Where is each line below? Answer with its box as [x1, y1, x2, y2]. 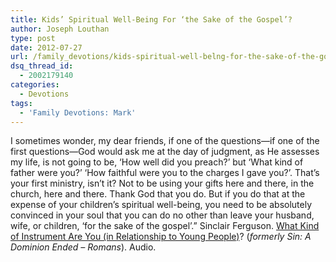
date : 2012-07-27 [10, 42, 83, 53]
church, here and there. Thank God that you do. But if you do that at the [10, 188, 306, 200]
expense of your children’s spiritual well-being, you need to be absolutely [10, 199, 313, 211]
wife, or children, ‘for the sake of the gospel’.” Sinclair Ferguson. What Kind [10, 220, 320, 232]
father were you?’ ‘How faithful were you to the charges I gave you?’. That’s [10, 167, 320, 179]
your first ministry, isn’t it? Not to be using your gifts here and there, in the [10, 177, 315, 190]
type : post [10, 33, 56, 43]
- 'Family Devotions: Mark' [19, 107, 137, 118]
